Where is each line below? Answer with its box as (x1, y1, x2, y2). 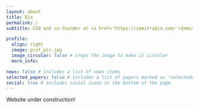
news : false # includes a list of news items (6, 69, 120, 75)
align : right (11, 42, 44, 47)
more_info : (11, 58, 38, 64)
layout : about (6, 8, 41, 15)
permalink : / (6, 20, 38, 26)
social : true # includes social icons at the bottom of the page (6, 80, 171, 86)
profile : (6, 36, 28, 42)
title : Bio (6, 14, 33, 20)
